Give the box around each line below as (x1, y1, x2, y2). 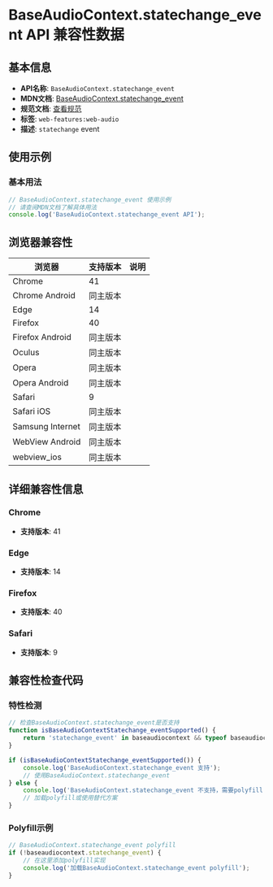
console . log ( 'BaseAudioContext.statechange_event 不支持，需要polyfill (23, 786, 263, 794)
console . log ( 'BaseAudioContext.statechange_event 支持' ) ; (23, 763, 221, 772)
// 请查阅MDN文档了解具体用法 (8, 203, 97, 211)
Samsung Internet (12, 421, 81, 433)
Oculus (12, 347, 40, 359)
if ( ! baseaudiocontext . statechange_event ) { (8, 849, 162, 857)
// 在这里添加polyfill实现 (23, 856, 106, 865)
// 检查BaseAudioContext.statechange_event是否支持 (8, 719, 180, 727)
